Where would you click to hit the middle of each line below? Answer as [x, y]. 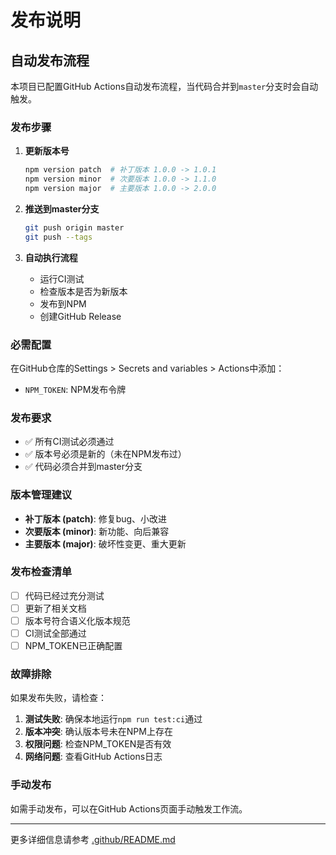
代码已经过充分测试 [64, 595]
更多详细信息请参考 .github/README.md [93, 839]
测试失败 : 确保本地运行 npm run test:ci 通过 [113, 719]
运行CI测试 [62, 278]
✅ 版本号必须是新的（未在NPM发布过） [105, 454]
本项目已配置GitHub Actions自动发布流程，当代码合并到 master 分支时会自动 [164, 86]
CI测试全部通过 [55, 633]
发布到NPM [63, 303]
